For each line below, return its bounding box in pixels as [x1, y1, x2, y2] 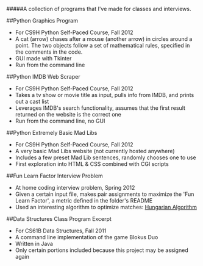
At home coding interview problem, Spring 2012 [15, 184, 135, 191]
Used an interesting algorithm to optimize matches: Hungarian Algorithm [15, 204, 197, 210]
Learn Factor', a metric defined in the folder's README [15, 197, 153, 204]
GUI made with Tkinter [15, 55, 72, 62]
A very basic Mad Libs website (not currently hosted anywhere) [15, 148, 175, 154]
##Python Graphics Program [6, 17, 78, 24]
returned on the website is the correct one [15, 111, 122, 118]
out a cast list [15, 98, 49, 105]
